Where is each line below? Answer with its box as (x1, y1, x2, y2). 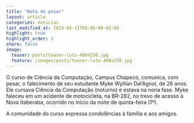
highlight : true (6, 30, 46, 36)
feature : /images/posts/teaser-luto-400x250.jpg (11, 57, 132, 63)
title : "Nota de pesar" (6, 8, 64, 15)
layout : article (6, 14, 46, 20)
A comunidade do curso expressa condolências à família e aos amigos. (6, 110, 178, 117)
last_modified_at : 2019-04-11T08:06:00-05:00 (6, 25, 119, 31)
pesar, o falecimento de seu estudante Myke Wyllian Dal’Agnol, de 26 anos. (6, 80, 188, 87)
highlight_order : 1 (6, 36, 54, 42)
